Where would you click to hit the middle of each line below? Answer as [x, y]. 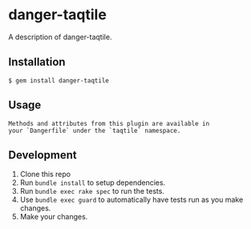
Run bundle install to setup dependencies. [93, 183]
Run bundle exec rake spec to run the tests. [92, 191]
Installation [37, 62]
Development [43, 155]
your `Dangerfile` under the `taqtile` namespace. [95, 131]
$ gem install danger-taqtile [59, 80]
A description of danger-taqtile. [60, 37]
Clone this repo [45, 175]
